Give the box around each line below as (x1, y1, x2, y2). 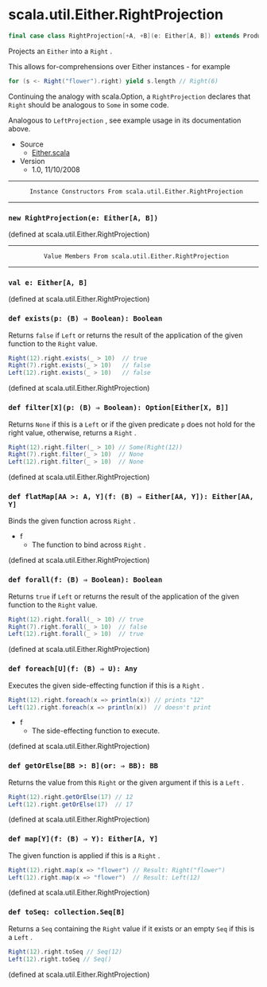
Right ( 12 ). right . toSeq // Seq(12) (8, 947, 123, 956)
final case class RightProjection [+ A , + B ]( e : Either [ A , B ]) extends (8, 32, 240, 40)
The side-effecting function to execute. (31, 726, 161, 735)
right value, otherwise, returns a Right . (8, 427, 137, 437)
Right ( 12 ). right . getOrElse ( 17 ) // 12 (8, 793, 133, 801)
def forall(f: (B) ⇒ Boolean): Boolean (8, 575, 163, 584)
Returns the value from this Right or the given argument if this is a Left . (8, 778, 245, 787)
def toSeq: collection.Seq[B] (8, 907, 126, 917)
